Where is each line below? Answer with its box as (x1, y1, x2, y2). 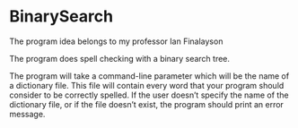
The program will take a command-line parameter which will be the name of (9, 70, 290, 81)
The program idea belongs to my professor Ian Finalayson (9, 36, 223, 47)
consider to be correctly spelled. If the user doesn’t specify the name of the (9, 90, 289, 100)
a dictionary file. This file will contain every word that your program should (9, 80, 285, 90)
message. (9, 108, 46, 119)
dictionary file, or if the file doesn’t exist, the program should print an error (9, 98, 285, 109)
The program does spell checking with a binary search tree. (9, 53, 231, 64)
